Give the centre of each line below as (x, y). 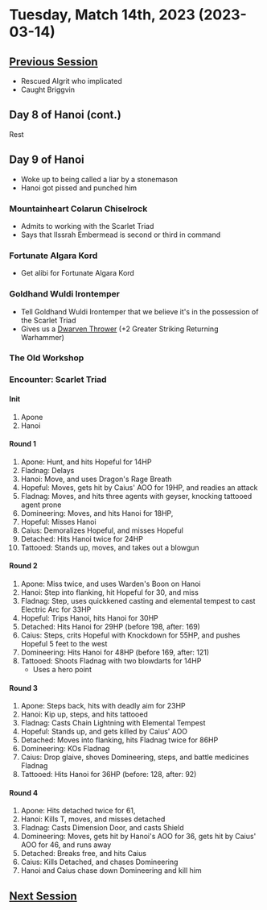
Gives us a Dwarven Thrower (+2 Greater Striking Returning (119, 329)
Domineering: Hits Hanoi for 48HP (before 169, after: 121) (115, 652)
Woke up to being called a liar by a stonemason (99, 179)
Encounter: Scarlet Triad (58, 380)
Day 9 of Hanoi (47, 160)
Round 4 (24, 792)
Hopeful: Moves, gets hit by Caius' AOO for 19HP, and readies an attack (139, 487)
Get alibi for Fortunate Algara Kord (78, 273)
